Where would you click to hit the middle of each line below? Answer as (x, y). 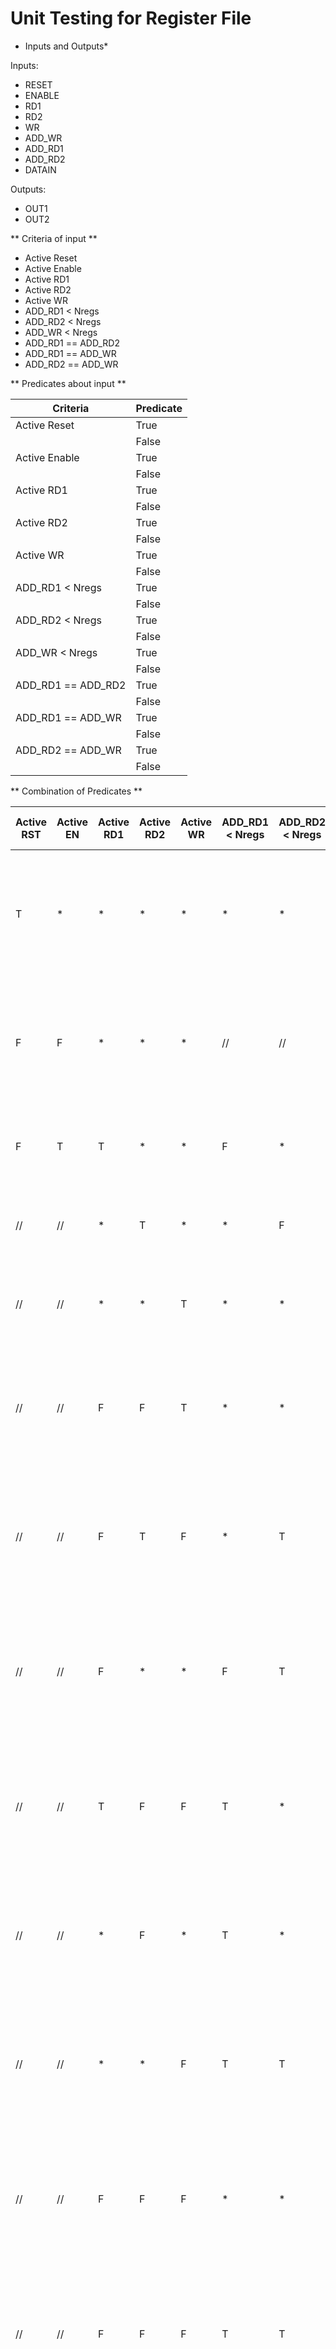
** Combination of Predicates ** (76, 791)
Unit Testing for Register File (131, 18)
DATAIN (40, 169)
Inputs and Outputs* (66, 46)
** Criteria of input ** (54, 238)
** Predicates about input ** (68, 383)
